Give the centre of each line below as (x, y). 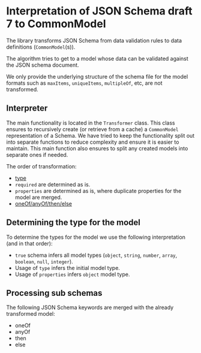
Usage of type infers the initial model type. (67, 268)
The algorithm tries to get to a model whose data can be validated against (97, 58)
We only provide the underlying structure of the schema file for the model (97, 76)
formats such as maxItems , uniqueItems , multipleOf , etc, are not (85, 83)
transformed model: (31, 314)
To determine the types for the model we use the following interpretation (96, 237)
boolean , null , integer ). (44, 261)
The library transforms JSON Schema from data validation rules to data (94, 40)
